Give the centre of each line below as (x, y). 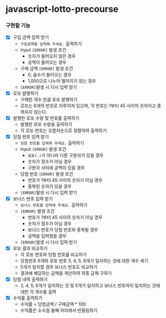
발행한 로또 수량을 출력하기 (46, 124)
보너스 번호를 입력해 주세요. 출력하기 (54, 205)
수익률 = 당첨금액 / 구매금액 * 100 (53, 304)
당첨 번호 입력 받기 (31, 136)
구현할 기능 (18, 26)
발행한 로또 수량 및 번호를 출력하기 (46, 118)
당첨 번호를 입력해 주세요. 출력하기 (52, 143)
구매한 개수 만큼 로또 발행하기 (49, 99)
